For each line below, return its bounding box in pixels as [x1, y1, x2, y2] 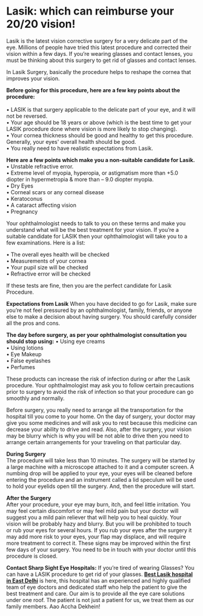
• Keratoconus [6, 195, 43, 202]
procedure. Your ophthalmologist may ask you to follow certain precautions [6, 381, 195, 389]
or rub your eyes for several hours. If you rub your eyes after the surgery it [6, 526, 192, 533]
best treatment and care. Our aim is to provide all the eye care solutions [6, 590, 185, 597]
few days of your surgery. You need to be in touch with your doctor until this [6, 546, 196, 553]
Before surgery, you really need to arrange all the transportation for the [6, 406, 184, 413]
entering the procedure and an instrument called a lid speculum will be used [6, 476, 196, 483]
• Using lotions [6, 344, 44, 351]
